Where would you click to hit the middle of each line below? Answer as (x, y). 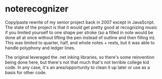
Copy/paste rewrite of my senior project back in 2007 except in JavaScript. (80, 22)
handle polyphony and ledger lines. (40, 48)
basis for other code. (26, 72)
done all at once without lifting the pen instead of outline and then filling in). (81, 38)
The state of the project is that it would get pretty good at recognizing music (81, 27)
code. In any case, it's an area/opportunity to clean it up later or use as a (78, 67)
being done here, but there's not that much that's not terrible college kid (77, 62)
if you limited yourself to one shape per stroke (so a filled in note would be (79, 32)
